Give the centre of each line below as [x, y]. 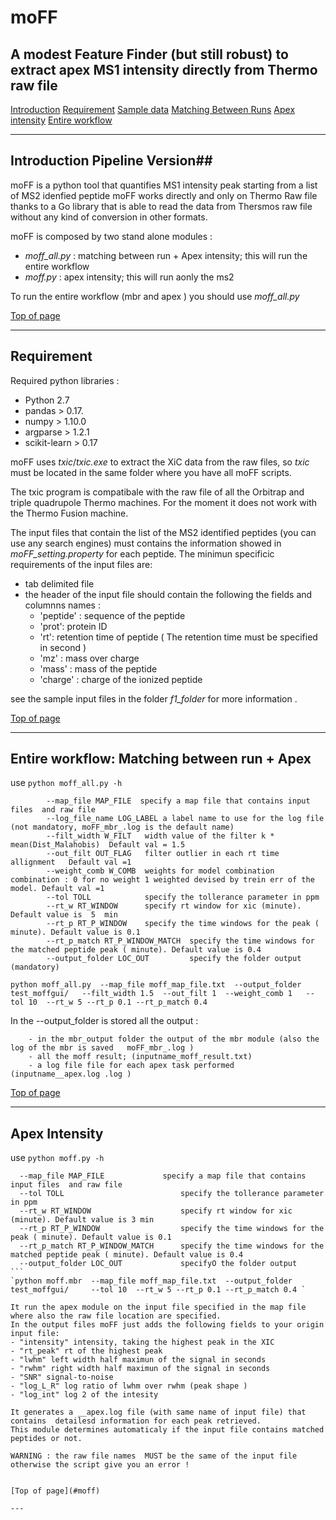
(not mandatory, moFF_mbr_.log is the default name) [122, 827]
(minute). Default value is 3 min [82, 1220]
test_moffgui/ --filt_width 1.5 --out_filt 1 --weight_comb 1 [151, 994]
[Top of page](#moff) [55, 1491]
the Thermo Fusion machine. [69, 513]
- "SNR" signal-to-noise [62, 1377]
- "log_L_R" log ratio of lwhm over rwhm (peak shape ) [129, 1386]
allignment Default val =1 [71, 862]
